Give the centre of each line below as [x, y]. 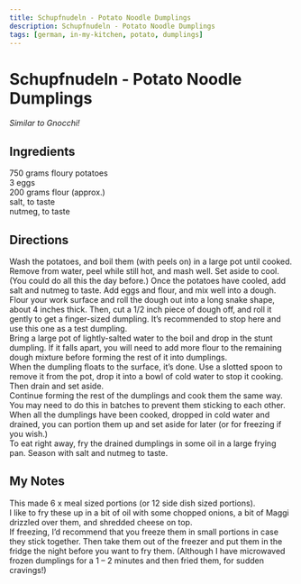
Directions [39, 240]
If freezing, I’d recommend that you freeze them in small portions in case [144, 532]
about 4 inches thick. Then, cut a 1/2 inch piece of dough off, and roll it [141, 309]
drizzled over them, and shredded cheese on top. [101, 522]
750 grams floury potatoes [59, 173]
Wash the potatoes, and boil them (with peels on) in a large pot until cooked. [151, 261]
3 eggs [23, 183]
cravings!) [28, 570]
